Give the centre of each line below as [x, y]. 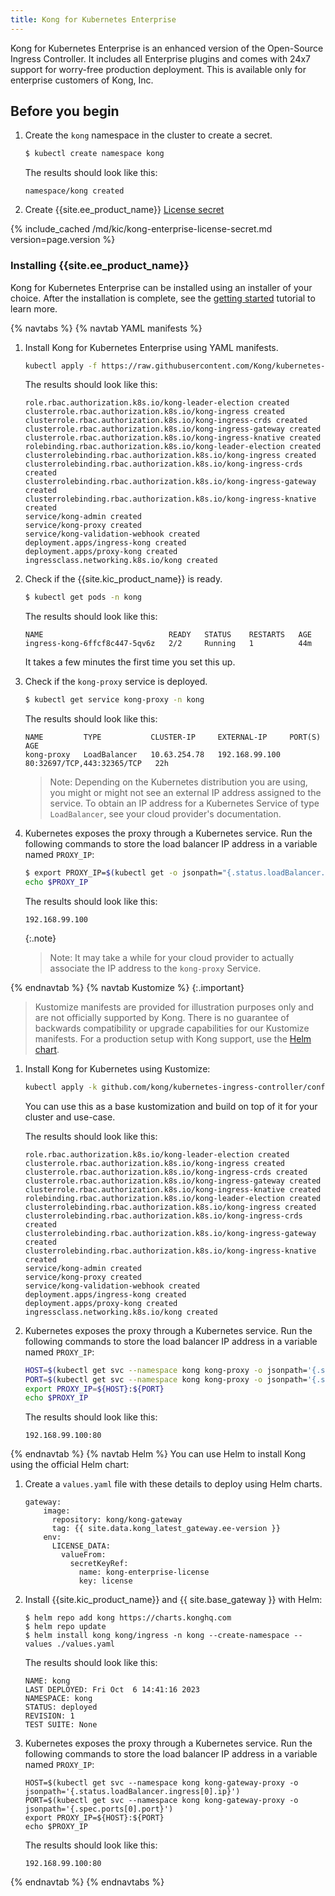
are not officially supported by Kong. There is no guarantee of [162, 1017]
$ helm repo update [65, 1627]
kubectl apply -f [61, 366]
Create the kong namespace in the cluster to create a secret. [148, 135]
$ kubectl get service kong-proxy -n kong [114, 700]
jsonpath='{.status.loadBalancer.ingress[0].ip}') [132, 1792]
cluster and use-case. [70, 1117]
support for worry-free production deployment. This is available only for [158, 69]
